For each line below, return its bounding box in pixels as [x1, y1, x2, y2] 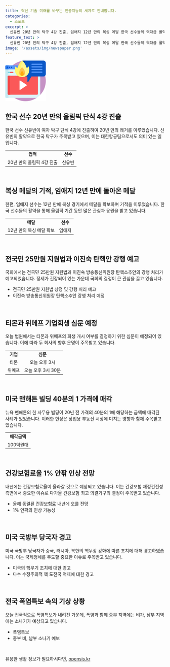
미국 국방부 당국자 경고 [5, 533, 72, 542]
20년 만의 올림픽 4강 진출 [7, 159, 58, 165]
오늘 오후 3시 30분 [24, 367, 61, 373]
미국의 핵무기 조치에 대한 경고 [12, 564, 71, 571]
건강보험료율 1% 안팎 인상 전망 [5, 469, 95, 478]
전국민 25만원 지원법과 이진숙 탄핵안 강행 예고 [5, 254, 140, 263]
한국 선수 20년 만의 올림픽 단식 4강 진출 [5, 112, 121, 121]
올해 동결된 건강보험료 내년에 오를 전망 [12, 501, 89, 507]
